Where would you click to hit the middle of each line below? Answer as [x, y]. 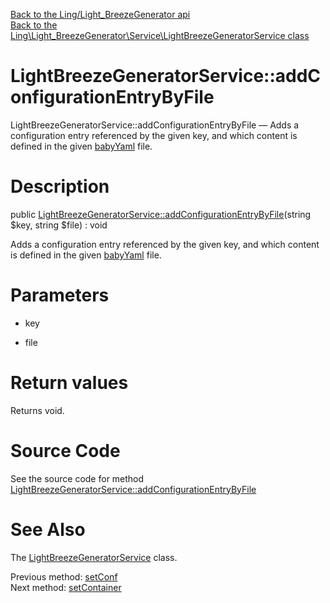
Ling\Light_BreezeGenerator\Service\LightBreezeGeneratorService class [160, 35]
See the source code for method [77, 478]
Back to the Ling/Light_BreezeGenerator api [100, 14]
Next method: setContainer [66, 587]
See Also [48, 529]
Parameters [60, 295]
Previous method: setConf [64, 576]
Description [60, 186]
